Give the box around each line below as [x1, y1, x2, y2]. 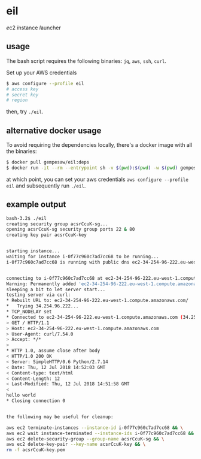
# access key [6, 86, 39, 92]
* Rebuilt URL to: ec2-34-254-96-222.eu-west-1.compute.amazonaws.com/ [6, 298, 188, 304]
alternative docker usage [6, 125, 102, 135]
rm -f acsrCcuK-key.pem [6, 447, 66, 453]
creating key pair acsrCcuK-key [6, 232, 87, 238]
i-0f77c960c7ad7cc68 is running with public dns [6, 259, 130, 265]
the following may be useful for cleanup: [6, 413, 114, 420]
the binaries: [6, 148, 37, 155]
